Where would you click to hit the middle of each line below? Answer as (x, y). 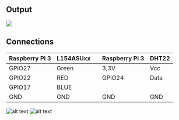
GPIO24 (113, 77)
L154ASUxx (74, 58)
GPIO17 (20, 87)
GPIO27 (20, 68)
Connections (30, 42)
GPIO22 (20, 77)
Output (19, 10)
